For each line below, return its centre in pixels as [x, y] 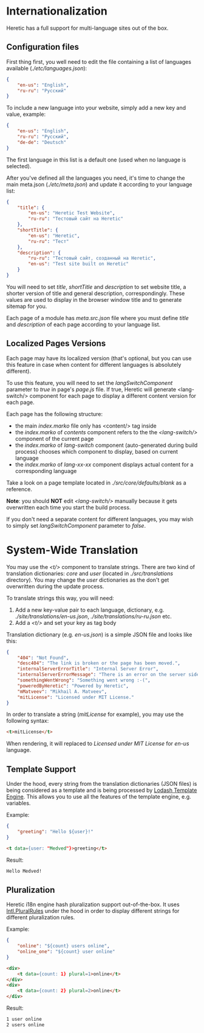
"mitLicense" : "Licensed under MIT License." [76, 697]
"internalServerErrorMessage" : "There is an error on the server [102, 675]
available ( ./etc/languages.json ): [47, 68]
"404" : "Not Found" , [43, 658]
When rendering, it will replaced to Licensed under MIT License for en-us [98, 744]
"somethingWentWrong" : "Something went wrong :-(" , [84, 680]
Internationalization [57, 11]
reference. [19, 489]
